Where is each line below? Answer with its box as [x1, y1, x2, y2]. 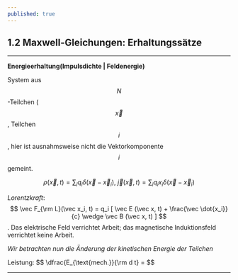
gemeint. [7, 164, 33, 173]
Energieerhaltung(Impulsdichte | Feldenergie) [7, 62, 145, 71]
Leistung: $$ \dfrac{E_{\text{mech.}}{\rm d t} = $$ [7, 258, 155, 267]
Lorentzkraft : [7, 194, 45, 202]
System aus [7, 76, 42, 84]
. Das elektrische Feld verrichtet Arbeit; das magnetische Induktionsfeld [7, 223, 217, 232]
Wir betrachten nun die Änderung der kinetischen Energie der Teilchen [7, 245, 214, 253]
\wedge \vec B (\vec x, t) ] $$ [81, 212, 167, 220]
